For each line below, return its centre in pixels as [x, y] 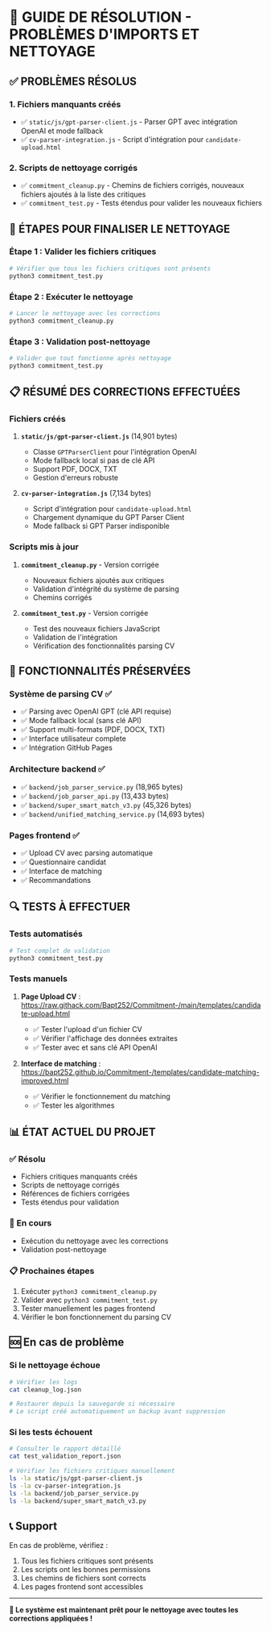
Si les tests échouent [51, 1433]
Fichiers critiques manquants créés [79, 1176]
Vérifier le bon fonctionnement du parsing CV [96, 1317]
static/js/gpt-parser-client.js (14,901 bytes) [99, 436]
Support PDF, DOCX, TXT [75, 469]
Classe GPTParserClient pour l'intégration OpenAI [115, 452]
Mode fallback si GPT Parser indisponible [101, 526]
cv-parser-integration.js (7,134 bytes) [86, 493]
